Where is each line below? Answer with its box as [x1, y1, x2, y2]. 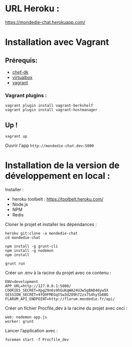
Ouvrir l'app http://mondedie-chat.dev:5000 [5, 142, 94, 148]
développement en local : [5, 171, 110, 181]
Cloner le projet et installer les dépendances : [5, 221, 97, 227]
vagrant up [5, 134, 27, 139]
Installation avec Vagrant [5, 36, 109, 48]
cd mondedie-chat [5, 235, 41, 240]
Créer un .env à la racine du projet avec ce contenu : [5, 270, 111, 276]
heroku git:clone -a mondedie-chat [5, 231, 78, 236]
